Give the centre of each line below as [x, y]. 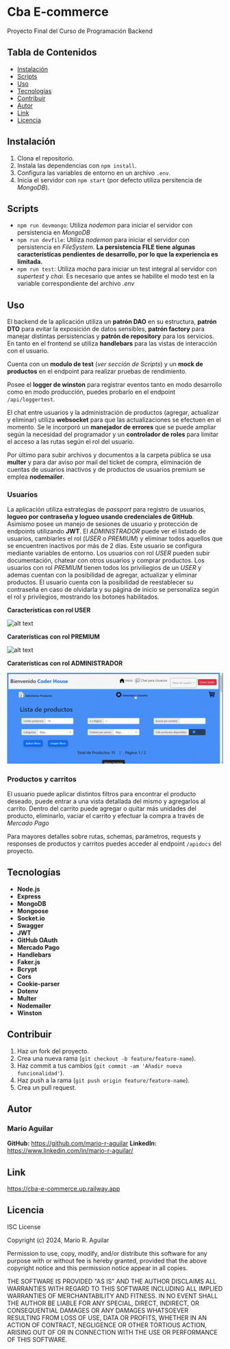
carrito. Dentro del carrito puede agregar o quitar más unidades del [102, 808]
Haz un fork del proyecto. [53, 1051]
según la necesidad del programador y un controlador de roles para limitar [113, 434]
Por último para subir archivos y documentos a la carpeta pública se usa [109, 455]
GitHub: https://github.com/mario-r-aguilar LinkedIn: [82, 1143]
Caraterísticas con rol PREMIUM [54, 637]
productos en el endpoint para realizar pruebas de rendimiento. [97, 372]
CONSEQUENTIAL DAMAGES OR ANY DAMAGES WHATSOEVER [98, 1310]
